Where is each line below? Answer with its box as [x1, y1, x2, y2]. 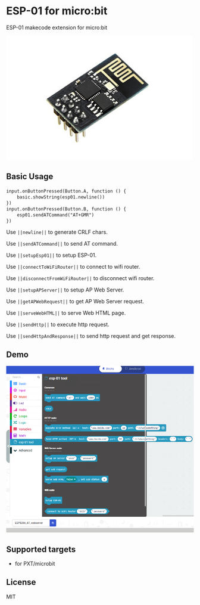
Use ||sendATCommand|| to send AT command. [6, 240, 118, 247]
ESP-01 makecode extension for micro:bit [6, 24, 108, 31]
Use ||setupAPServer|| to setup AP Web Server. [6, 286, 124, 293]
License [6, 577, 36, 588]
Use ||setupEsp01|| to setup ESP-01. [6, 252, 97, 259]
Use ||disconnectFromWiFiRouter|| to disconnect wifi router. [6, 274, 155, 281]
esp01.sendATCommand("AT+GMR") [17, 212, 95, 218]
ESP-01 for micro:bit [6, 4, 108, 18]
